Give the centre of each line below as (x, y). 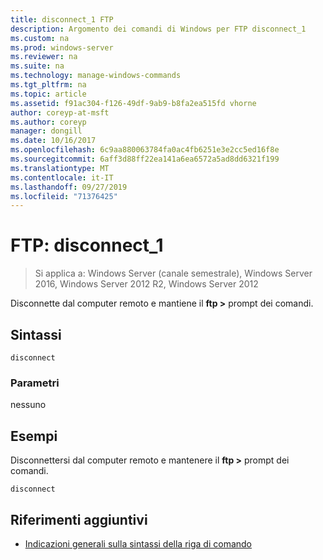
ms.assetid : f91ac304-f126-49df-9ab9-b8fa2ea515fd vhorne (133, 103)
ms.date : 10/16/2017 (53, 141)
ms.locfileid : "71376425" (64, 196)
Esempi (34, 436)
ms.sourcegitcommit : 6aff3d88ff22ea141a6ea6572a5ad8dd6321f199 (145, 159)
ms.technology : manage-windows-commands (96, 76)
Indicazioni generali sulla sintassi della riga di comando (138, 543)
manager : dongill (46, 131)
